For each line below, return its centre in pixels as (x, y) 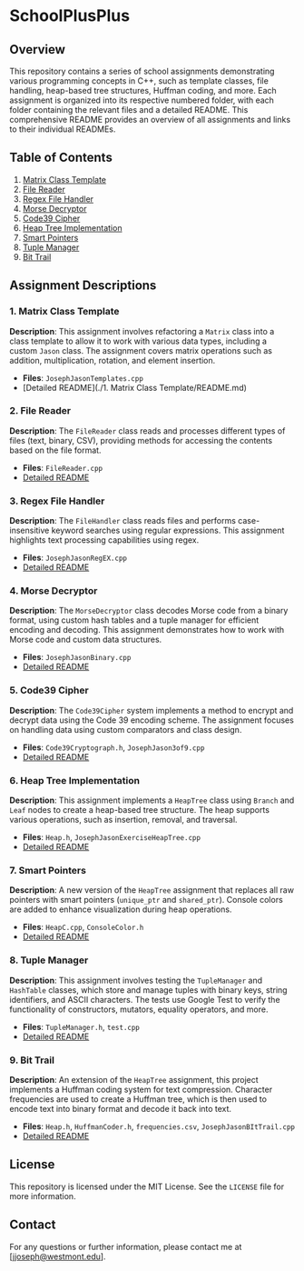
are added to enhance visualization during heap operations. (121, 909)
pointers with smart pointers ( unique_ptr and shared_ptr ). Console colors (146, 900)
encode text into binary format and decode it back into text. (121, 1108)
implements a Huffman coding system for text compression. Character (141, 1089)
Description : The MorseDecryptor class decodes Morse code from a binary (149, 611)
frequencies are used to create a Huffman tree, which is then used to (138, 1099)
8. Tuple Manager (49, 960)
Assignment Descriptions (83, 286)
